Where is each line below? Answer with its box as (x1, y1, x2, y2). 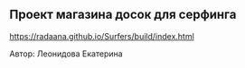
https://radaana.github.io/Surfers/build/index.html (9, 30, 194, 41)
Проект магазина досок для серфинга (9, 7, 237, 22)
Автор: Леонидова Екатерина (9, 48, 124, 59)
